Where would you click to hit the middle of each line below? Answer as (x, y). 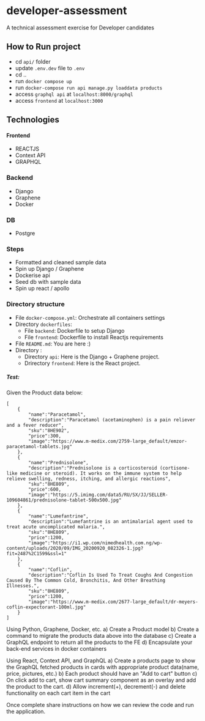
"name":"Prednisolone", (58, 462)
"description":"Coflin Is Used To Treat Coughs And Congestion (110, 575)
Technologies (33, 120)
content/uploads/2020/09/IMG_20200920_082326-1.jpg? (75, 548)
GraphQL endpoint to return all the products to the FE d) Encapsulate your (99, 642)
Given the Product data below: (45, 393)
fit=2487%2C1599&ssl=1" (37, 553)
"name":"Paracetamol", (57, 414)
